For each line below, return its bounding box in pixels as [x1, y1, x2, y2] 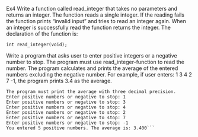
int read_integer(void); [6, 42, 68, 47]
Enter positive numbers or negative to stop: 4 [6, 104, 126, 110]
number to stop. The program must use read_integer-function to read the [6, 59, 185, 65]
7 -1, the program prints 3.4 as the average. [6, 77, 113, 84]
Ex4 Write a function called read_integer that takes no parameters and [6, 5, 178, 12]
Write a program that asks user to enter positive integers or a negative [6, 52, 177, 59]
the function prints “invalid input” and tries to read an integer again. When [6, 18, 187, 24]
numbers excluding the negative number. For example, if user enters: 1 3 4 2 [6, 71, 193, 78]
